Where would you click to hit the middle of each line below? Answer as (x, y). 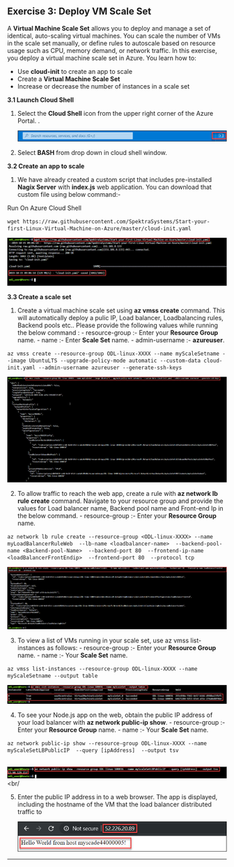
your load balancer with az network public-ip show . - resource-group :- (121, 722)
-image (17, 361)
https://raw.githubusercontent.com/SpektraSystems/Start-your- (116, 222)
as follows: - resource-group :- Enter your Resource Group (132, 647)
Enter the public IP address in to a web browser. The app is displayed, (117, 797)
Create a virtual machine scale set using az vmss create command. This (121, 310)
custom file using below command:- (69, 195)
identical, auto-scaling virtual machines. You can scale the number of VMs (114, 36)
